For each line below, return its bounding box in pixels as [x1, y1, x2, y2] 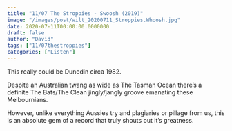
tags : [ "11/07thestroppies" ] [7, 42, 91, 49]
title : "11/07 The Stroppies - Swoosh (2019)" [7, 10, 144, 17]
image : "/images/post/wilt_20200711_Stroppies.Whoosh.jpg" [7, 17, 181, 23]
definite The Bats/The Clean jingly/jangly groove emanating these [7, 88, 193, 97]
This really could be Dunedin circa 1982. [7, 67, 122, 76]
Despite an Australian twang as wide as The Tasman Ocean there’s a [7, 81, 202, 89]
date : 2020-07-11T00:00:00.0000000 [7, 23, 110, 30]
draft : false [7, 29, 45, 37]
